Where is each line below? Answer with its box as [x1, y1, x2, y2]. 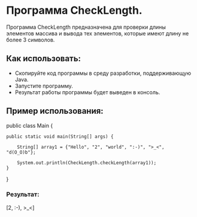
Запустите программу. [14, 82, 74, 89]
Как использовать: [6, 53, 81, 64]
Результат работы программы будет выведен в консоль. [14, 88, 160, 96]
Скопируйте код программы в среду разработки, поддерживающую [14, 70, 192, 77]
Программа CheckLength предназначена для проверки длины [6, 23, 166, 31]
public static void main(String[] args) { [6, 133, 114, 140]
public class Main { [6, 122, 53, 129]
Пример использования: [6, 106, 104, 116]
